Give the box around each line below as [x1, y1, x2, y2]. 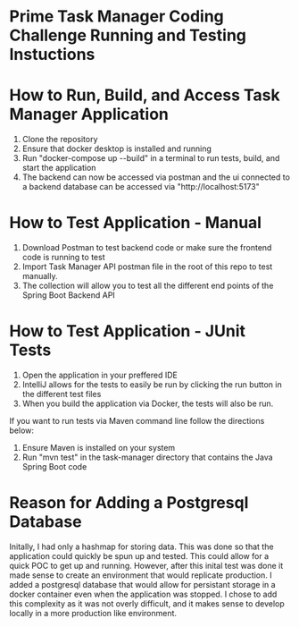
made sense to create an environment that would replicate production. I [9, 570, 272, 580]
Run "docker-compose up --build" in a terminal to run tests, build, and [21, 153, 280, 164]
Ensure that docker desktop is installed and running [21, 143, 212, 154]
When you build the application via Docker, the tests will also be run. [21, 398, 274, 409]
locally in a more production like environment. [9, 607, 177, 618]
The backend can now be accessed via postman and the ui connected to [21, 172, 290, 182]
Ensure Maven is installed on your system [21, 443, 176, 453]
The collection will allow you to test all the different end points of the [21, 280, 274, 292]
